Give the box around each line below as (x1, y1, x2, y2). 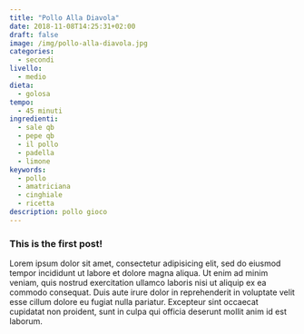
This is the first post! (9, 237, 103, 250)
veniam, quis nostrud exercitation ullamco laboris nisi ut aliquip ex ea (9, 278, 267, 289)
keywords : (9, 165, 47, 174)
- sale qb (17, 123, 54, 133)
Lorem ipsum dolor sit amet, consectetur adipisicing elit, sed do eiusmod (9, 258, 281, 269)
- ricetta (17, 199, 54, 209)
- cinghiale (17, 191, 64, 200)
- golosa (17, 89, 51, 98)
